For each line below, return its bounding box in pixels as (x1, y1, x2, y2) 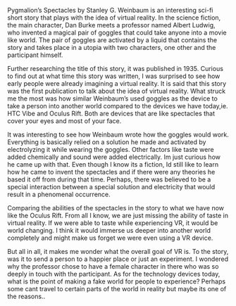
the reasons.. (7, 292, 46, 300)
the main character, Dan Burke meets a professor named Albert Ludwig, (7, 21, 216, 29)
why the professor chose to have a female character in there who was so (7, 262, 219, 270)
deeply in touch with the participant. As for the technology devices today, (7, 270, 221, 278)
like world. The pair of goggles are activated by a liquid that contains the (7, 36, 217, 44)
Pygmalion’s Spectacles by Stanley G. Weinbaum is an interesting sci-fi (7, 6, 213, 14)
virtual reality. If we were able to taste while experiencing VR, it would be (7, 219, 218, 227)
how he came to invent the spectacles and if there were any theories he (7, 168, 216, 176)
